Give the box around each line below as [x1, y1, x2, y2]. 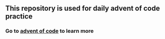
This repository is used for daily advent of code [5, 4, 160, 13]
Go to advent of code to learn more [5, 28, 94, 35]
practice [5, 12, 33, 21]
